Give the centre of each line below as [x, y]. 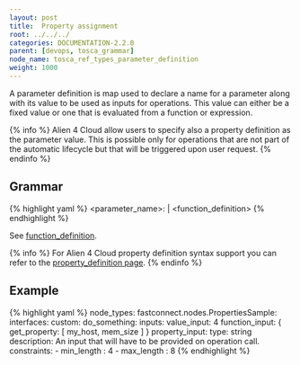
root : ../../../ [40, 34]
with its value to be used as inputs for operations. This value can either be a [150, 102]
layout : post [34, 18]
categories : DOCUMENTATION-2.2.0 [72, 43]
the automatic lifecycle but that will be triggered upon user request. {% [141, 148]
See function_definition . [53, 236]
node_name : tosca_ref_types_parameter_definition [104, 59]
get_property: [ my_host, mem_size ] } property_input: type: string [131, 331]
